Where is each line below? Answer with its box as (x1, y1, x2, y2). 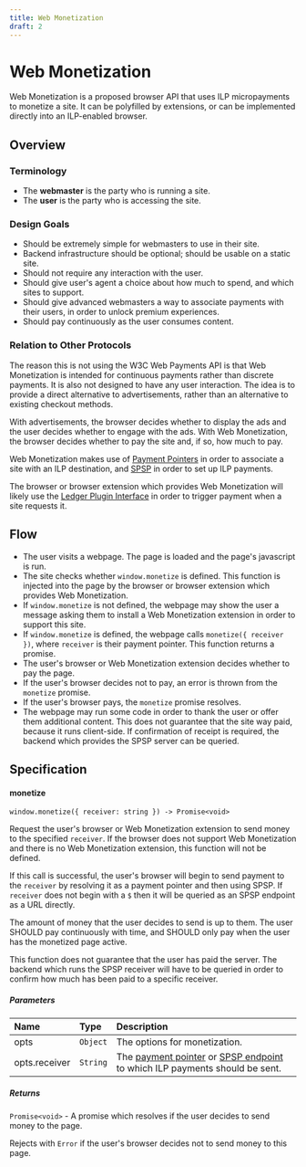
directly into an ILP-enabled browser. (9, 110, 148, 121)
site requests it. (9, 499, 67, 511)
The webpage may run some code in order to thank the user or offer (22, 706, 280, 717)
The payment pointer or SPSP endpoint (116, 1051, 284, 1064)
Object (78, 1037, 107, 1047)
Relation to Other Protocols (9, 339, 132, 352)
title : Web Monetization (9, 13, 104, 23)
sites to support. (22, 287, 85, 298)
